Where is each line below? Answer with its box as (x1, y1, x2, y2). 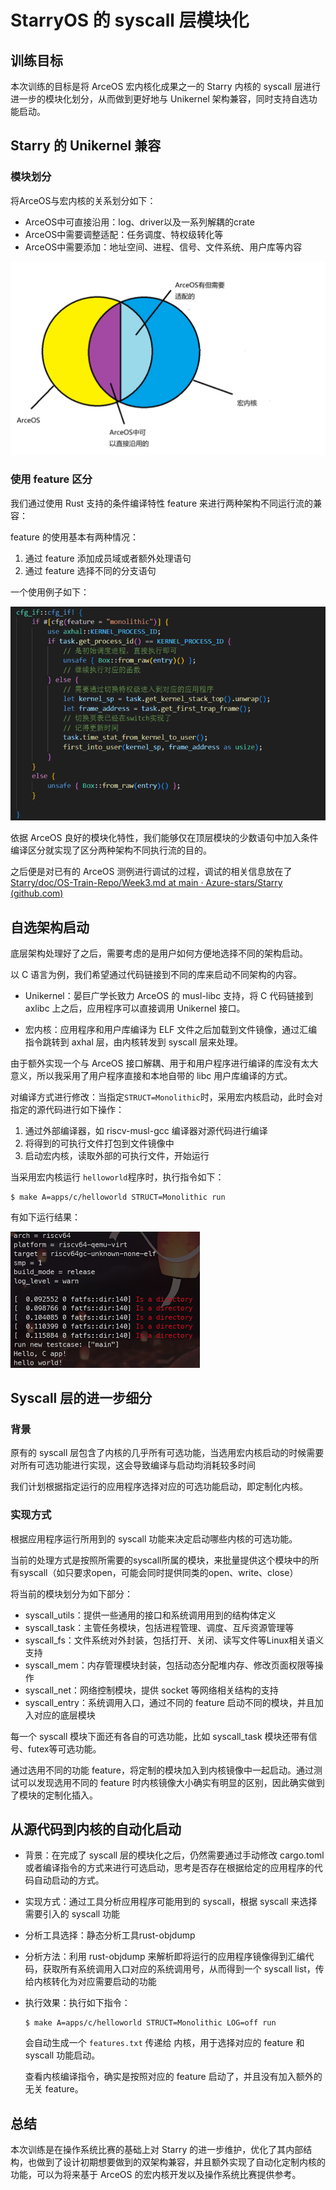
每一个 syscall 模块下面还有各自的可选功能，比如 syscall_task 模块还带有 (10, 1730, 309, 1742)
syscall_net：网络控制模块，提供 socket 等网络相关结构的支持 (24, 1684, 279, 1696)
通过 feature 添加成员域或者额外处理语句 (24, 552, 192, 564)
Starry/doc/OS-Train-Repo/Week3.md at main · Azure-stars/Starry (10, 877, 283, 889)
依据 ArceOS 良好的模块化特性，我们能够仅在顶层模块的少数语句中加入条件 (10, 832, 319, 844)
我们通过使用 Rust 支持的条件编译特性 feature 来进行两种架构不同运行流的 (10, 497, 313, 509)
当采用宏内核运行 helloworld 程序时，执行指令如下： (10, 1171, 225, 1183)
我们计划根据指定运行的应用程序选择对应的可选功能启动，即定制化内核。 (10, 1481, 308, 1493)
